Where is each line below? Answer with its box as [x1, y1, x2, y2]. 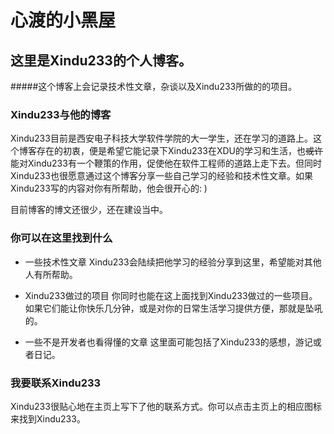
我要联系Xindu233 [10, 376, 102, 390]
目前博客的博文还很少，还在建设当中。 [10, 204, 168, 216]
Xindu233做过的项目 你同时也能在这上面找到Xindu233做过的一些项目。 [24, 289, 318, 301]
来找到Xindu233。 [10, 412, 86, 425]
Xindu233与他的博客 [10, 107, 112, 121]
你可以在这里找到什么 [10, 231, 113, 245]
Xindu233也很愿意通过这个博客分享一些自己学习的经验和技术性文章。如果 [10, 170, 313, 182]
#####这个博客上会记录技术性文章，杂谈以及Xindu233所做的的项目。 [10, 81, 298, 92]
